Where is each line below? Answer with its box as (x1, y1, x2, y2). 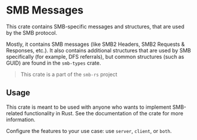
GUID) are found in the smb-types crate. (6, 59, 101, 66)
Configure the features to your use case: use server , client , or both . (6, 127, 172, 134)
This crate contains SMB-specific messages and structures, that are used (6, 23, 185, 30)
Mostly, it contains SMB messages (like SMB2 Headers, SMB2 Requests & (6, 41, 185, 48)
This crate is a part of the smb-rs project (20, 71, 118, 78)
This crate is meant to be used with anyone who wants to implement (6, 104, 172, 111)
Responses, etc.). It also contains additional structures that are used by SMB (6, 46, 191, 54)
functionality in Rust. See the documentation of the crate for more (24, 109, 183, 116)
